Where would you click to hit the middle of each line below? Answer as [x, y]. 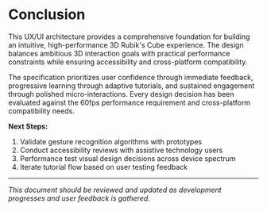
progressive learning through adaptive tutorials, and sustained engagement [132, 86]
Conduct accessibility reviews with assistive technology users [121, 150]
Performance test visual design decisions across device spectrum [128, 158]
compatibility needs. [42, 111]
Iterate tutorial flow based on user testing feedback [104, 167]
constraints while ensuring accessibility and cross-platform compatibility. [128, 62]
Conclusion [47, 15]
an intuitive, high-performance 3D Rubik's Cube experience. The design [126, 44]
